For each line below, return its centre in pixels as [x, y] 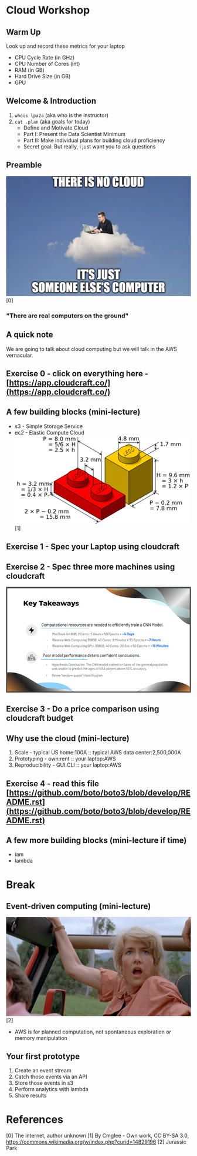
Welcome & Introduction [51, 101]
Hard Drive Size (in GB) [43, 76]
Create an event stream [43, 1071]
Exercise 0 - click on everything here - [77, 374]
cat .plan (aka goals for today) [52, 121]
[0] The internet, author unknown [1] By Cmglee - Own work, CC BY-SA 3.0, [98, 1136]
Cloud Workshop [48, 10]
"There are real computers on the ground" [67, 316]
